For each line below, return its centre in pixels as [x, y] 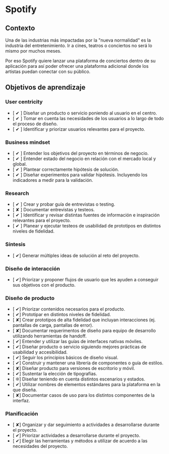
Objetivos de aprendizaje [45, 87]
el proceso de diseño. [35, 124]
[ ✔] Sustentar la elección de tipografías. [55, 374]
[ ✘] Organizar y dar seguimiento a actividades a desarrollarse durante [86, 425]
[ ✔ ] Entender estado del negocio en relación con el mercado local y [84, 159]
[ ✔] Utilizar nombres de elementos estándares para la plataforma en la [86, 385]
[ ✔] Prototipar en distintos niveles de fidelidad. [62, 315]
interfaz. [21, 401]
